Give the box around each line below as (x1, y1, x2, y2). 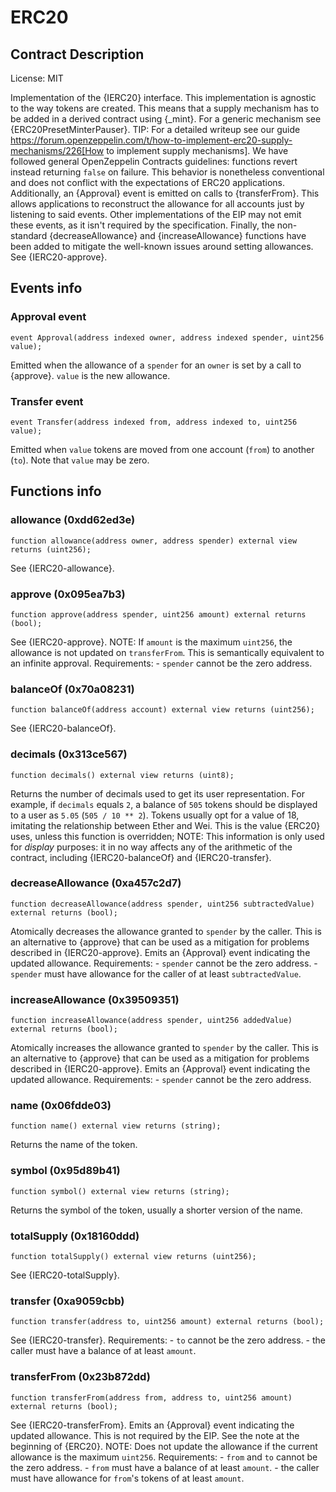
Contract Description (10, 46, 145, 63)
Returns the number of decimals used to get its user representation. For (10, 787, 305, 800)
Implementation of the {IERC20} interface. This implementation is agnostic (10, 92, 317, 103)
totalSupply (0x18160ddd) (10, 1229, 140, 1243)
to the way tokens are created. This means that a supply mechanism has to (10, 102, 320, 114)
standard (10, 230, 48, 241)
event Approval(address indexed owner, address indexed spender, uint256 (10, 332, 325, 343)
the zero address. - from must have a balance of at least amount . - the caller (10, 1461, 320, 1473)
